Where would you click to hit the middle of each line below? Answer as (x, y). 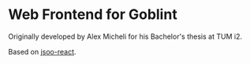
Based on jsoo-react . (42, 51)
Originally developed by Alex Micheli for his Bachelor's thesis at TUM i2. (125, 36)
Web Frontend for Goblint (93, 15)
